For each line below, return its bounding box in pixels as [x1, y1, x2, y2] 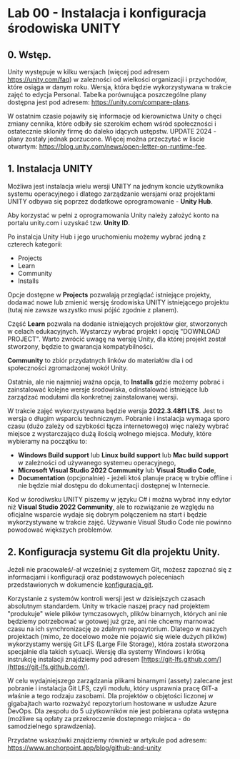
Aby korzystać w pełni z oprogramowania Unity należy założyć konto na [7, 211, 219, 219]
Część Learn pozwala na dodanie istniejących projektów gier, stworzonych [7, 319, 229, 328]
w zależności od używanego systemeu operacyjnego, [17, 458, 176, 467]
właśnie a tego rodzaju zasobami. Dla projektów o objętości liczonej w [7, 691, 214, 700]
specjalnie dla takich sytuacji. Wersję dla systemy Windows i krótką [7, 647, 206, 655]
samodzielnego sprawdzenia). [7, 722, 96, 730]
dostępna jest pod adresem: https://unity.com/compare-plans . [7, 98, 191, 106]
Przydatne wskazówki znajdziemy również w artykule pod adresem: [7, 735, 207, 744]
